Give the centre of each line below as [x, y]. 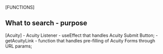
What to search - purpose [46, 23]
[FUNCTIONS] [20, 7]
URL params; [19, 46]
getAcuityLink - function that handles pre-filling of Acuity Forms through [80, 40]
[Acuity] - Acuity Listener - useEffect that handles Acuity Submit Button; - [82, 35]
